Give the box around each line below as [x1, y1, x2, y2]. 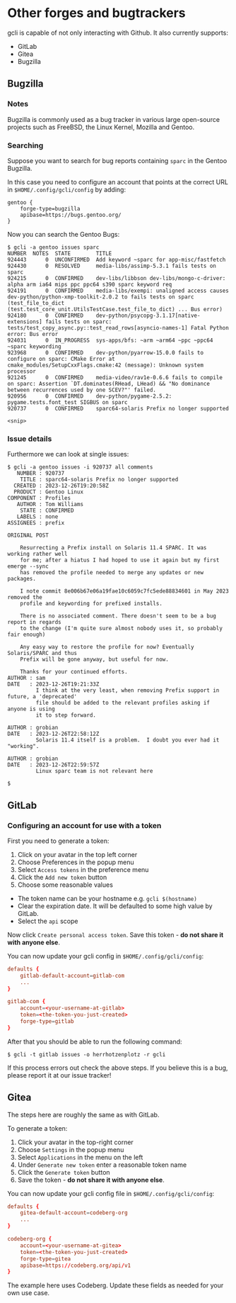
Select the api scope [17, 917, 78, 925]
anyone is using [7, 705, 55, 713]
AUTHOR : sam [7, 675, 46, 682]
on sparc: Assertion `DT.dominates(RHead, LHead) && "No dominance [7, 380, 211, 387]
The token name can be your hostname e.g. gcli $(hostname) [17, 894, 198, 902]
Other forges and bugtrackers [7, 5, 186, 21]
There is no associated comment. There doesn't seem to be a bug [20, 613, 217, 620]
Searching [7, 140, 44, 150]
